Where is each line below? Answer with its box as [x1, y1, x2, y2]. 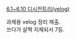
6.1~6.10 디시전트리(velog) [6, 5, 70, 12]
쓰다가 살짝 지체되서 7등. [6, 26, 65, 33]
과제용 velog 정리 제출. [6, 18, 61, 26]
